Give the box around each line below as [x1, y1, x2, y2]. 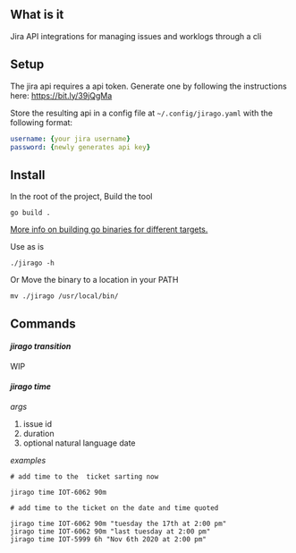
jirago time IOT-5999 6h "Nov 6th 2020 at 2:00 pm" [10, 534, 207, 544]
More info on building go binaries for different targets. [10, 224, 208, 235]
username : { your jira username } [10, 134, 131, 143]
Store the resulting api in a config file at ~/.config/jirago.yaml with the [10, 107, 274, 118]
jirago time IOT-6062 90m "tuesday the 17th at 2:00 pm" [10, 519, 227, 528]
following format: [10, 116, 73, 128]
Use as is [10, 242, 44, 252]
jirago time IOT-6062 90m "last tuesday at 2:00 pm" [10, 527, 211, 536]
